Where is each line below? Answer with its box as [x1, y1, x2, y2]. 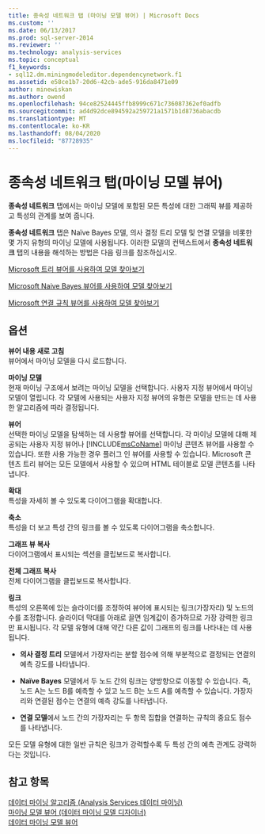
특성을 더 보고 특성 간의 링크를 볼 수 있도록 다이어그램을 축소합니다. [8, 522, 215, 532]
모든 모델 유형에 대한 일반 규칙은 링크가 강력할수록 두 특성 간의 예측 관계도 [8, 740, 236, 749]
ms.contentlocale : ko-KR [8, 122, 90, 130]
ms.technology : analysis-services [8, 48, 123, 56]
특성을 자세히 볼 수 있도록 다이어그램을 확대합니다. [8, 496, 163, 506]
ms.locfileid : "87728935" [8, 136, 93, 145]
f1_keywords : [8, 63, 51, 71]
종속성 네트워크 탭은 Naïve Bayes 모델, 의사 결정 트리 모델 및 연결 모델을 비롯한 [8, 228, 252, 238]
